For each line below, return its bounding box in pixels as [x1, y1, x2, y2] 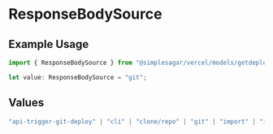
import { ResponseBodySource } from [8, 58, 132, 67]
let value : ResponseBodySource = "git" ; [8, 73, 148, 81]
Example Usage [8, 37, 89, 51]
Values [8, 96, 45, 110]
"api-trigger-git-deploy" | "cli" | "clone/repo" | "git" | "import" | [8, 117, 256, 126]
